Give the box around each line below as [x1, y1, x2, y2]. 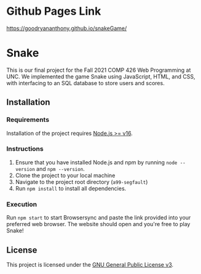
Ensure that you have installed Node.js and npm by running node [15, 158, 178, 166]
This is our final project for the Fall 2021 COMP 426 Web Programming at [6, 66, 191, 74]
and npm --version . [36, 165, 85, 172]
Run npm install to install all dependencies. [15, 185, 127, 192]
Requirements [6, 115, 50, 124]
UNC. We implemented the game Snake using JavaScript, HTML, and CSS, [6, 72, 195, 80]
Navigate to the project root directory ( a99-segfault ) [15, 178, 148, 185]
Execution [6, 200, 37, 208]
